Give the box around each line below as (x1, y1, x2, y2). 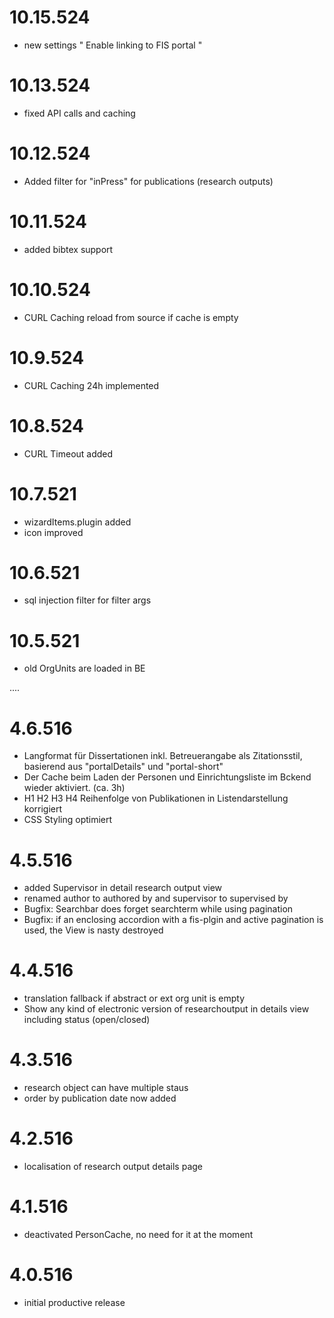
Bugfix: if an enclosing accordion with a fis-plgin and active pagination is (23, 914, 324, 926)
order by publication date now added (23, 1092, 177, 1105)
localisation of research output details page (23, 1161, 203, 1173)
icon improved (23, 526, 84, 538)
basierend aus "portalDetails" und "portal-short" (23, 761, 224, 773)
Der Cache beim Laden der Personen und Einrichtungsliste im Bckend (23, 771, 312, 783)
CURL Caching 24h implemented (23, 379, 160, 391)
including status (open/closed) (23, 1014, 151, 1026)
